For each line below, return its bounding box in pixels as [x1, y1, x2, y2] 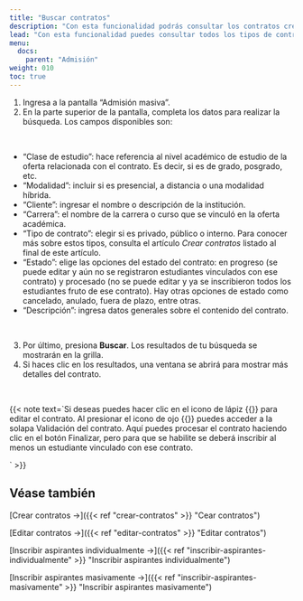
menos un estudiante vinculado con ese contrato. [9, 442, 194, 453]
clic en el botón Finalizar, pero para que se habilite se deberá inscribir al [9, 432, 277, 443]
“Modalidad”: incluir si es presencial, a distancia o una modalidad [22, 180, 264, 191]
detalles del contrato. [22, 368, 102, 380]
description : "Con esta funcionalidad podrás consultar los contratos [9, 22, 280, 31]
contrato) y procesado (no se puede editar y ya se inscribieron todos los [22, 276, 291, 286]
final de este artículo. [22, 247, 102, 258]
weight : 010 [9, 64, 54, 73]
